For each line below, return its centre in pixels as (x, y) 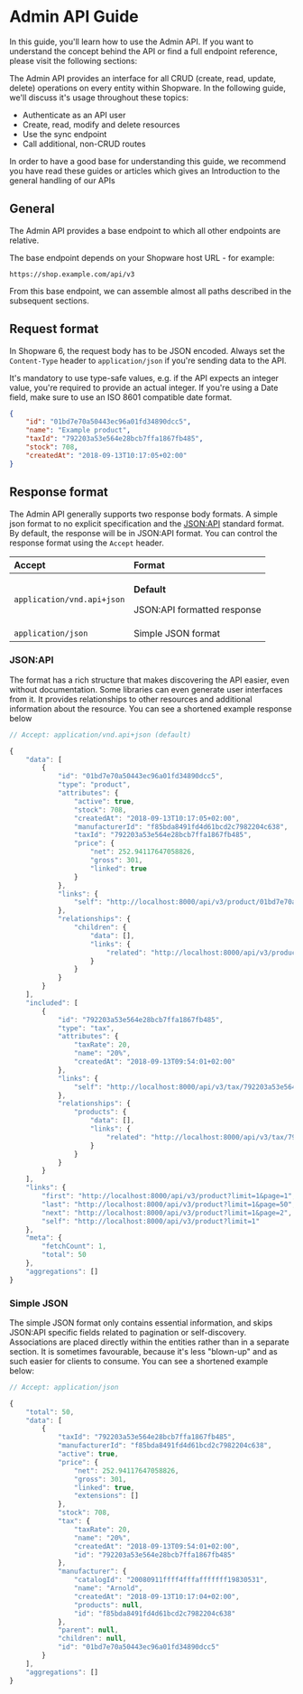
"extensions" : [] (106, 1496)
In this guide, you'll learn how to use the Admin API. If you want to (132, 42)
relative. (24, 240)
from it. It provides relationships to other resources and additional (131, 699)
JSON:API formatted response (197, 610)
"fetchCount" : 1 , (74, 1247)
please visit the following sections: (73, 60)
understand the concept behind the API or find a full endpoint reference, (143, 51)
